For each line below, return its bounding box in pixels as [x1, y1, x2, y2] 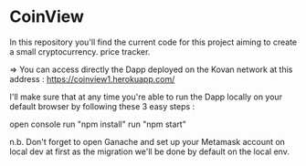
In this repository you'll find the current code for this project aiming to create [9, 36, 298, 47]
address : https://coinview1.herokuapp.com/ [9, 73, 175, 84]
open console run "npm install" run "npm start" [9, 119, 187, 130]
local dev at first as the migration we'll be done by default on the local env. [9, 146, 290, 157]
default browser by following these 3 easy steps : [9, 100, 195, 111]
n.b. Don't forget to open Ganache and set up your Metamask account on [9, 136, 286, 147]
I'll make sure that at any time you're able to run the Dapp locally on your [9, 91, 283, 102]
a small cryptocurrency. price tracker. [9, 46, 151, 57]
